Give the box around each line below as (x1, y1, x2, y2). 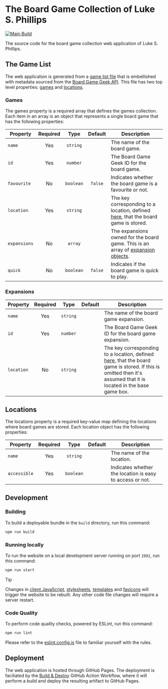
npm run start (5, 567, 35, 573)
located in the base (104, 382, 149, 389)
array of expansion (110, 246, 155, 253)
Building (5, 508, 26, 515)
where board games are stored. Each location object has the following (5, 424, 149, 430)
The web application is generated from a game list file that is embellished (5, 73, 156, 79)
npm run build (5, 529, 35, 534)
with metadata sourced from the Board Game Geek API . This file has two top (5, 78, 162, 84)
